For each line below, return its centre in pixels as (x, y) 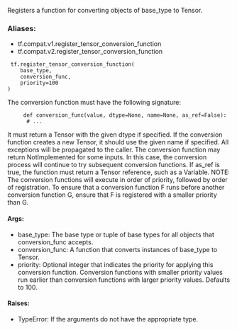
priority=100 (39, 83)
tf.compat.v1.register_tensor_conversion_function (89, 44)
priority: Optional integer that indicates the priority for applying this (115, 264)
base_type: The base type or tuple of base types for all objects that (116, 234)
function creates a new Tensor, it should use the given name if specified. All (118, 142)
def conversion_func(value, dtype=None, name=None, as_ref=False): (125, 115)
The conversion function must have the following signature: (94, 103)
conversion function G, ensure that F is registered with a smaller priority (112, 195)
